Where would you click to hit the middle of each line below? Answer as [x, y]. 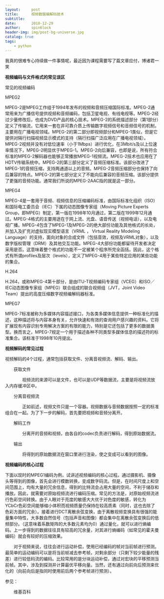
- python [23, 46]
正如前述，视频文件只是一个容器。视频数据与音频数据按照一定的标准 [90, 406]
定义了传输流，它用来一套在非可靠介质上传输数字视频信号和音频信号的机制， [82, 126]
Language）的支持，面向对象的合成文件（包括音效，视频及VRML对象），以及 [82, 237]
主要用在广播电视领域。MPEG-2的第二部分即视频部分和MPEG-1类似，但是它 [81, 132]
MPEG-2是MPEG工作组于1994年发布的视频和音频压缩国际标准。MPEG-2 [78, 107]
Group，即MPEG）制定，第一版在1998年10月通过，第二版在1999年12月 [76, 213]
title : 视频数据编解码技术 [35, 14]
